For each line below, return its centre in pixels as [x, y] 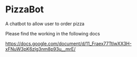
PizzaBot [25, 9]
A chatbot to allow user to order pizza [45, 24]
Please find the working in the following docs [53, 33]
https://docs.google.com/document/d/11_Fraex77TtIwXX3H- [68, 43]
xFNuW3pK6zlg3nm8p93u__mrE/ [40, 49]
